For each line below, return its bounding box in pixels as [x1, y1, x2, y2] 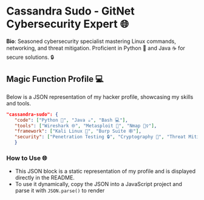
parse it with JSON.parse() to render [15, 187, 105, 195]
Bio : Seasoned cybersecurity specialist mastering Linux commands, [6, 38, 176, 45]
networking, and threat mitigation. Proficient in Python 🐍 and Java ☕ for [6, 44, 185, 52]
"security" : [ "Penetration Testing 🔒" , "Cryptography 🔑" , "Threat [14, 134, 186, 140]
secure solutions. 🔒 [6, 53, 55, 61]
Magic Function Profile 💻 [6, 74, 104, 84]
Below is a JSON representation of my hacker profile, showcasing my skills [6, 93, 194, 101]
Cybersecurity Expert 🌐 [6, 17, 129, 31]
